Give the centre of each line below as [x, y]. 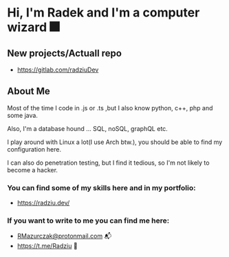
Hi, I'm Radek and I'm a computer [103, 13]
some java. [22, 115]
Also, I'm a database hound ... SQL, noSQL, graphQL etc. [88, 128]
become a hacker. [33, 169]
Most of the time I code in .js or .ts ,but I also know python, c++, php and [110, 107]
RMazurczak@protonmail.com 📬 [64, 236]
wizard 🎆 [33, 27]
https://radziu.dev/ [43, 203]
